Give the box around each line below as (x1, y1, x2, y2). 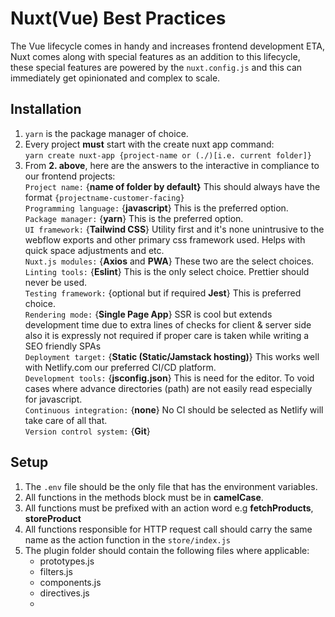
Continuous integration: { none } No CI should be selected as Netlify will (24, 403, 324, 416)
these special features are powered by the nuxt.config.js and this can (10, 61, 303, 73)
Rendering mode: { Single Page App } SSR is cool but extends (24, 308, 273, 320)
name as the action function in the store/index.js (24, 533, 231, 546)
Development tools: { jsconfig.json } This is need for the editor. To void (24, 372, 315, 384)
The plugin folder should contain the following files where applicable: (24, 544, 310, 556)
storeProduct (24, 512, 82, 524)
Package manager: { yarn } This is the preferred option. (24, 212, 244, 224)
